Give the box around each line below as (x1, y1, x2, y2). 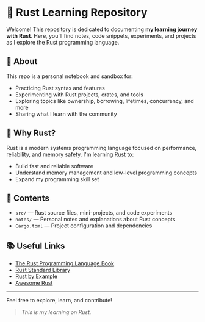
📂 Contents (6, 193, 50, 203)
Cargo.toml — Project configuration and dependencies (15, 222, 153, 229)
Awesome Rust (15, 279, 53, 287)
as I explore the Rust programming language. (6, 38, 120, 46)
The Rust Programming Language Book (15, 260, 115, 267)
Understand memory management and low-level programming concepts (15, 169, 197, 176)
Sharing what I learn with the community (15, 110, 117, 118)
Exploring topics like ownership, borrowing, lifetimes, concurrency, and (15, 97, 194, 104)
